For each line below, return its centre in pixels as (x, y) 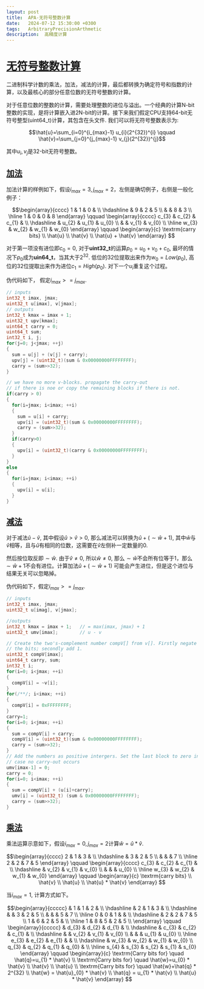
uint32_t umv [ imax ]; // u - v (54, 632)
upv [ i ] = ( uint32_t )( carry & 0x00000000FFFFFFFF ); (83, 450)
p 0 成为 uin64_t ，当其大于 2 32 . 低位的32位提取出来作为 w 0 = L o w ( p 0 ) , (102, 257)
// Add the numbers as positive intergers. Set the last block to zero (99, 756)
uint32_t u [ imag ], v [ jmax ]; (42, 610)
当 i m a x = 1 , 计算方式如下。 (39, 896)
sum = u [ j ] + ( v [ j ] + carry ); (50, 354)
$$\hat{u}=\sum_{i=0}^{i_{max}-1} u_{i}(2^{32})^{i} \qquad (102, 133)
